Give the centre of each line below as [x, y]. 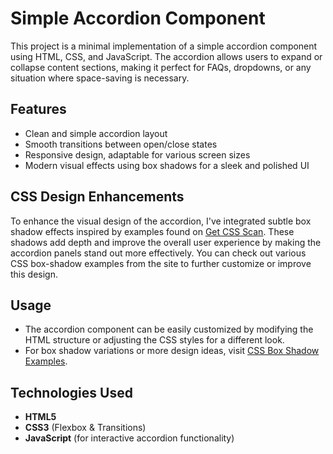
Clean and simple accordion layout [96, 133]
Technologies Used [71, 392]
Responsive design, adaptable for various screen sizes [137, 154]
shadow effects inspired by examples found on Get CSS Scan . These [152, 231]
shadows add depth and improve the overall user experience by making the [166, 242]
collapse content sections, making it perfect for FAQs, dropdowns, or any [161, 67]
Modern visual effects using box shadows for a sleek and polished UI [167, 165]
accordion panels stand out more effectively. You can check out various [158, 253]
